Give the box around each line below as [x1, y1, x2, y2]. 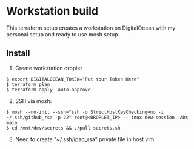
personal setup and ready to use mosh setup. [6, 30, 120, 38]
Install [6, 48, 30, 59]
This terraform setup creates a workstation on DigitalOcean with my [6, 24, 176, 31]
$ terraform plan [6, 81, 50, 87]
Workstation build [6, 4, 99, 18]
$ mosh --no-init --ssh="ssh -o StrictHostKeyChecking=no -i [6, 109, 164, 115]
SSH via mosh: [15, 97, 52, 104]
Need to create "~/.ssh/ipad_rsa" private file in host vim [15, 135, 155, 143]
